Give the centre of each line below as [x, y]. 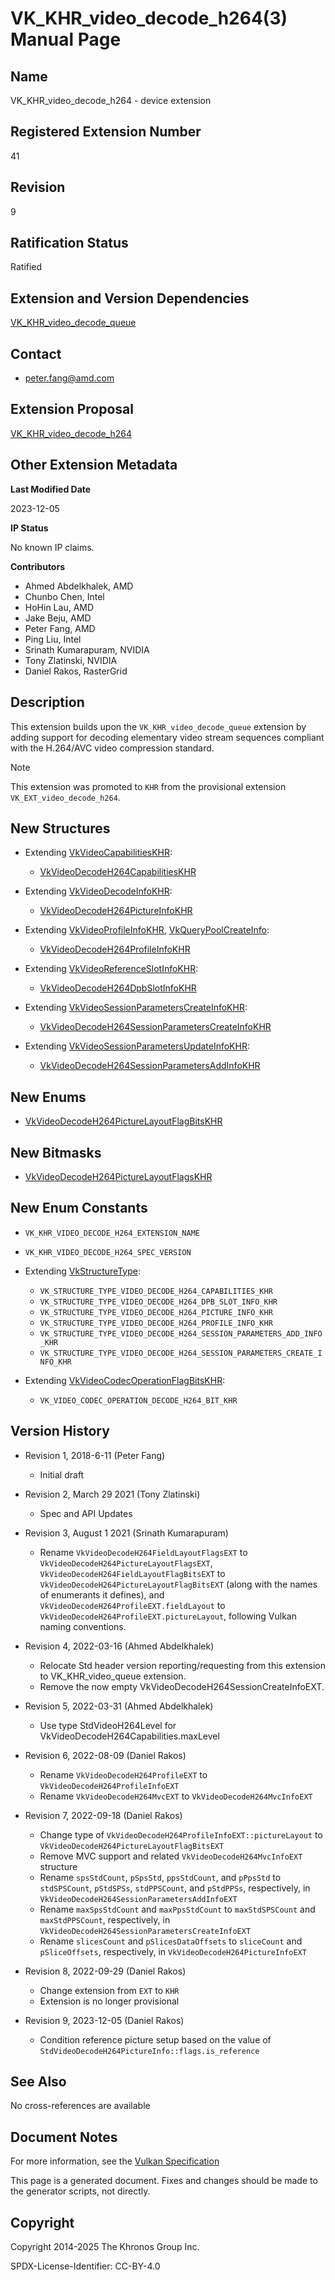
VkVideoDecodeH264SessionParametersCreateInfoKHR [155, 1027]
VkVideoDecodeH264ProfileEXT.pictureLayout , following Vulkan [168, 1616]
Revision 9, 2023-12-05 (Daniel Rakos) [104, 2020]
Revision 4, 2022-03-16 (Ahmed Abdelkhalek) [119, 1646]
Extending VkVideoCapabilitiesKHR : [98, 853]
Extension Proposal [72, 409]
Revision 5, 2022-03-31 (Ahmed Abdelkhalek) [119, 1706]
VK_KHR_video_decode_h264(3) [149, 18]
